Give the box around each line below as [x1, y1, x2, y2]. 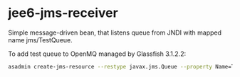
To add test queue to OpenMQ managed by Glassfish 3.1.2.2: [8, 49, 187, 58]
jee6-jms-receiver [8, 5, 118, 21]
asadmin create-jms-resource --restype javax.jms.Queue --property [8, 63, 213, 70]
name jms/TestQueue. [8, 35, 73, 44]
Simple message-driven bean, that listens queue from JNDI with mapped [8, 28, 222, 37]
